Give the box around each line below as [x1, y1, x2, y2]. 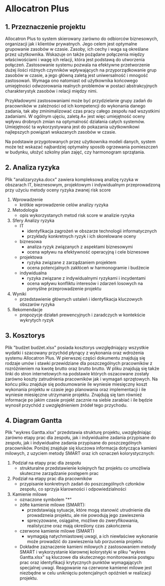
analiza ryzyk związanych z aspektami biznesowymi [27, 244, 133, 250]
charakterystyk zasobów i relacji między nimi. [5, 88, 98, 94]
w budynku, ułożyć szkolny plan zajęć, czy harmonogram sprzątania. [5, 149, 145, 155]
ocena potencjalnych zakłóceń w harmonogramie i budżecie [27, 264, 149, 270]
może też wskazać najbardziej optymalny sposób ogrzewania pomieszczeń [5, 144, 159, 149]
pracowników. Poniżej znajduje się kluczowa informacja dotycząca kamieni [5, 445, 157, 451]
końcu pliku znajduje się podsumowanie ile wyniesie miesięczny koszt [5, 381, 148, 387]
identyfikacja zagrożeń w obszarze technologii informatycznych [27, 228, 157, 234]
